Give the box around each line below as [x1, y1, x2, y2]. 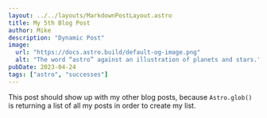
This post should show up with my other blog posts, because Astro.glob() [8, 92, 253, 101]
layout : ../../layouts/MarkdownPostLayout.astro [8, 11, 172, 20]
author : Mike [8, 26, 52, 34]
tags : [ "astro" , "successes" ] [8, 70, 109, 78]
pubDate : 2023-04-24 [8, 63, 77, 71]
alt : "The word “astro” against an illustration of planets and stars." [15, 56, 261, 64]
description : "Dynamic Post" [8, 33, 105, 42]
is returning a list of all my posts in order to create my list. [8, 101, 196, 110]
